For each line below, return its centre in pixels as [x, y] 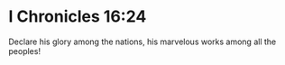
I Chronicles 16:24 [78, 17]
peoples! [25, 51]
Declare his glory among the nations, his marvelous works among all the [142, 42]
